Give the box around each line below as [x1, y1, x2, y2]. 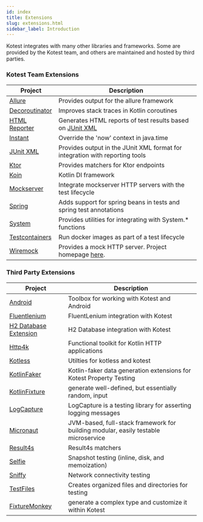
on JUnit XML [58, 124, 97, 132]
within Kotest [68, 506, 105, 514]
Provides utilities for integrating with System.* [58, 215, 189, 224]
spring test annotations [58, 206, 124, 214]
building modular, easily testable [68, 426, 160, 434]
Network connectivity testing [68, 470, 150, 479]
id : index [6, 8, 31, 15]
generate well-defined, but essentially [68, 383, 177, 392]
